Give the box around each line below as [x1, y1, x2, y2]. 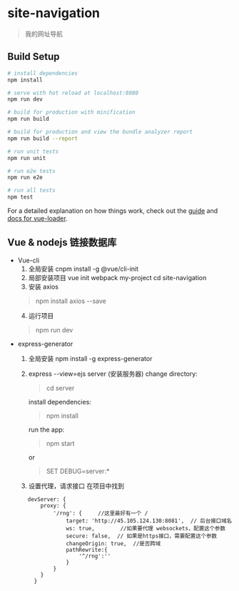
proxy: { [40, 502, 66, 509]
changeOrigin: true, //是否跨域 [66, 540, 161, 547]
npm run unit [7, 154, 46, 162]
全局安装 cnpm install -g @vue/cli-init [28, 264, 139, 273]
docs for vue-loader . [7, 214, 68, 222]
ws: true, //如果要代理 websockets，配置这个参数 [66, 525, 226, 532]
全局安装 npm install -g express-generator [28, 354, 153, 362]
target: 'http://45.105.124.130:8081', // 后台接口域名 [66, 517, 233, 525]
